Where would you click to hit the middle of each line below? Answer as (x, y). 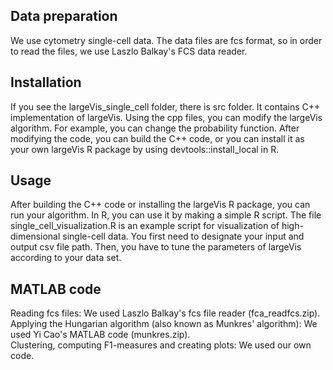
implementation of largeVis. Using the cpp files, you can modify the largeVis (166, 117)
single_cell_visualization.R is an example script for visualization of (145, 226)
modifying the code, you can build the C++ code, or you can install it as (157, 138)
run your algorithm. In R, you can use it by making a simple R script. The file (166, 215)
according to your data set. (66, 258)
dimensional (35, 236)
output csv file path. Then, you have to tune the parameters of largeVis (156, 247)
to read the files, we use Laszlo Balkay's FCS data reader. (129, 51)
